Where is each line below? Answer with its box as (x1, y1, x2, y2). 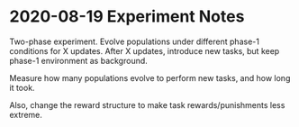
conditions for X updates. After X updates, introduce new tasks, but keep (9, 45, 280, 56)
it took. (9, 82, 35, 93)
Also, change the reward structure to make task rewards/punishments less (9, 99, 285, 110)
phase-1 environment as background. (9, 55, 149, 66)
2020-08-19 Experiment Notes (9, 6, 245, 27)
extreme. (9, 109, 43, 120)
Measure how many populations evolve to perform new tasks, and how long (9, 72, 291, 83)
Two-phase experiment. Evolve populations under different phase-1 (9, 36, 259, 47)
